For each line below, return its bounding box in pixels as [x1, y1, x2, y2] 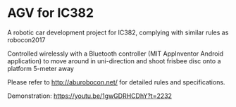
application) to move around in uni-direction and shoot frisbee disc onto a [7, 56, 221, 65]
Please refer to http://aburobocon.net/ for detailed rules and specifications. [7, 77, 225, 86]
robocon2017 [7, 35, 46, 44]
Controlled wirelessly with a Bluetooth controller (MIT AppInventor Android [7, 49, 224, 58]
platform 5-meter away [7, 64, 74, 73]
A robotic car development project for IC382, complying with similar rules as [7, 28, 229, 37]
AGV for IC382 [7, 5, 94, 21]
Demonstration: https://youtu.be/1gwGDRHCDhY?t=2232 [7, 92, 173, 100]
